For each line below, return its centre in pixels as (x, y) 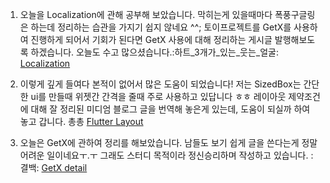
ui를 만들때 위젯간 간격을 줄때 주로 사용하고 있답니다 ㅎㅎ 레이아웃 (158, 96)
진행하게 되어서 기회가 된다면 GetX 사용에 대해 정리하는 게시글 (151, 39)
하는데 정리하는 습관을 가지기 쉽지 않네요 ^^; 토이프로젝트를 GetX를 (161, 27)
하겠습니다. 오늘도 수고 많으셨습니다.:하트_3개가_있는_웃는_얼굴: (154, 52)
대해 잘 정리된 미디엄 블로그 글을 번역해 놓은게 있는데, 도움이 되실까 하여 (170, 109)
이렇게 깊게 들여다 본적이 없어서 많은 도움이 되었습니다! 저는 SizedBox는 (160, 84)
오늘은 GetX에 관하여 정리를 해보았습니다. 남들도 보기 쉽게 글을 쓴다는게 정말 (168, 142)
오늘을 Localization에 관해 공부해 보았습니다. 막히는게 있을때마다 (146, 14)
